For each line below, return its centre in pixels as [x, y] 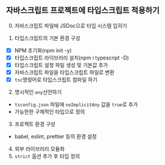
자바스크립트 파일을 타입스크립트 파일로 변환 [64, 72]
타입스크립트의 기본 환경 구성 [47, 38]
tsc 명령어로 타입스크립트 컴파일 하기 [56, 80]
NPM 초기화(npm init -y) [43, 50]
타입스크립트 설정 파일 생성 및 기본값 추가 [61, 65]
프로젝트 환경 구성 [35, 124]
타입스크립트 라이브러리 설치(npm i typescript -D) [72, 58]
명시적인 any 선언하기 [38, 92]
